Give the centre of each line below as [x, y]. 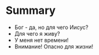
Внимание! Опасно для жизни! [54, 47]
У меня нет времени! [41, 40]
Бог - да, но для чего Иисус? [51, 27]
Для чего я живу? [37, 33]
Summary [30, 11]
